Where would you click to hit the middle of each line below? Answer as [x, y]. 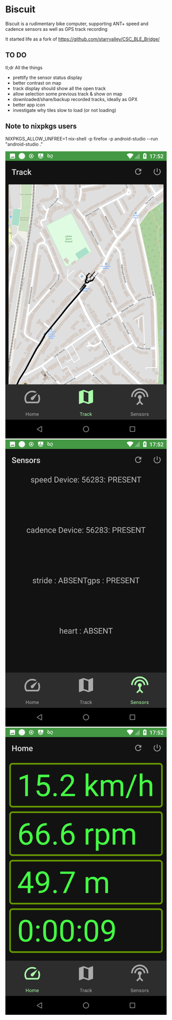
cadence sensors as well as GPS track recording [56, 29]
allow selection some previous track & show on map [68, 94]
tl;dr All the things [24, 67]
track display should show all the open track [59, 88]
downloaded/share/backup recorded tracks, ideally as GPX [75, 99]
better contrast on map [37, 83]
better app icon [29, 105]
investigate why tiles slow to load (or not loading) [64, 110]
